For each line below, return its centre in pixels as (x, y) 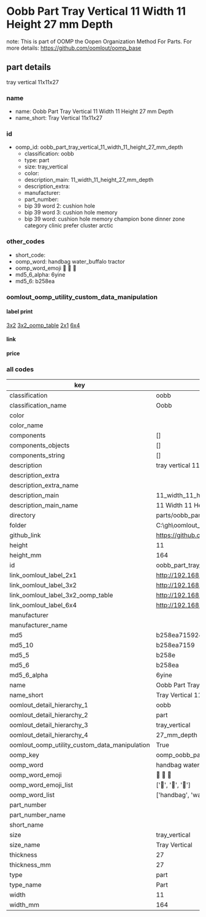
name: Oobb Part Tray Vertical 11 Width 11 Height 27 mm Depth (94, 111)
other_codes (25, 242)
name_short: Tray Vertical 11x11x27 (59, 118)
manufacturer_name (39, 625)
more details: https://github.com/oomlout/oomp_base (74, 48)
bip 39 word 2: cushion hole (60, 206)
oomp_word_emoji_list (41, 785)
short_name (27, 825)
